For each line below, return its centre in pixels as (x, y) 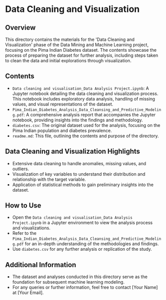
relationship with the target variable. (49, 179)
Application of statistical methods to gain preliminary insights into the (83, 185)
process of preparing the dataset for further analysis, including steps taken (82, 55)
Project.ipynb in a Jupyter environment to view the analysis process (82, 223)
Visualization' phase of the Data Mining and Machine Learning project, (77, 45)
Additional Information (41, 265)
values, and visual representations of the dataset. (63, 104)
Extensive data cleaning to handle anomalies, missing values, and (79, 163)
